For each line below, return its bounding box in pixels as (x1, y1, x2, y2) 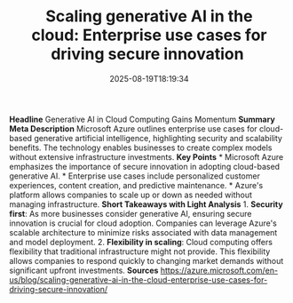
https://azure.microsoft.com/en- (160, 265, 278, 275)
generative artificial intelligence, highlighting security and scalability (34, 132, 282, 143)
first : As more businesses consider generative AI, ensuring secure (9, 208, 252, 219)
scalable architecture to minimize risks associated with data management (9, 227, 278, 237)
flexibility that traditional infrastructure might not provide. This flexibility (9, 246, 271, 257)
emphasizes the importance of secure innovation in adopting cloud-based (9, 161, 281, 171)
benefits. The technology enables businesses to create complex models (9, 142, 273, 153)
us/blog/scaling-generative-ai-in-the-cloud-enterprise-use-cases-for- (9, 274, 268, 285)
